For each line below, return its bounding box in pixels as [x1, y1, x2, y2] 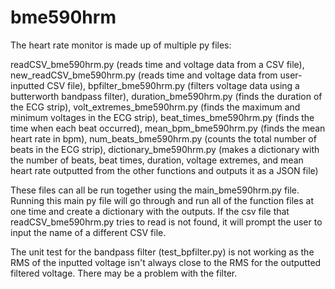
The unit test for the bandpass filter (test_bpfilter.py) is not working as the [10, 246, 315, 258]
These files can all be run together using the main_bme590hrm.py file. [10, 184, 300, 196]
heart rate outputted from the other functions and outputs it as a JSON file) [10, 164, 319, 176]
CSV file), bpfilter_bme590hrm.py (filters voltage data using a [46, 79, 300, 91]
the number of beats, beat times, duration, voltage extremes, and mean [10, 154, 304, 166]
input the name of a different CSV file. [10, 226, 167, 238]
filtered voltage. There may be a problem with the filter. [10, 267, 238, 279]
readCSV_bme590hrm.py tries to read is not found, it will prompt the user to [10, 216, 323, 228]
